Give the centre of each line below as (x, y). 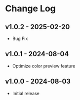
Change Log (30, 9)
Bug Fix (20, 38)
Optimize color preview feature (44, 66)
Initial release (26, 93)
